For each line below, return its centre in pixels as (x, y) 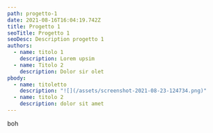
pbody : (17, 78)
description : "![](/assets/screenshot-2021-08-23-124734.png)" (113, 91)
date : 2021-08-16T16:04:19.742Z (54, 20)
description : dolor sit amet (62, 104)
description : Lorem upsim (57, 59)
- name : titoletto (40, 85)
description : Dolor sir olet (62, 71)
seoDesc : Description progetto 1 (56, 39)
